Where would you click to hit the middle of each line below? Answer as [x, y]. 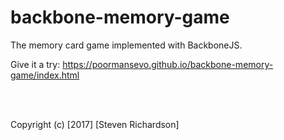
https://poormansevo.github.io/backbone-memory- [168, 64]
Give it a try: [35, 64]
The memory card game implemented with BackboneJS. [126, 45]
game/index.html [45, 75]
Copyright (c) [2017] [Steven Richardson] [95, 124]
